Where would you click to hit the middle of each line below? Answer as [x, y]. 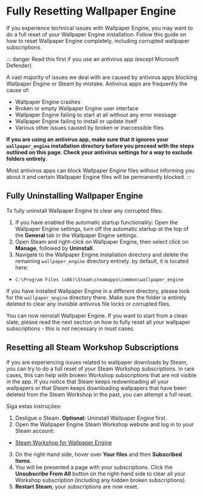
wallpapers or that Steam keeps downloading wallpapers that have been [96, 388]
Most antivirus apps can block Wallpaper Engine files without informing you [101, 170]
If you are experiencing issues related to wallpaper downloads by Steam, [97, 362]
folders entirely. [27, 158]
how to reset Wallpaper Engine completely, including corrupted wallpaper [98, 41]
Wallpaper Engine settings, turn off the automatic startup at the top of [102, 229]
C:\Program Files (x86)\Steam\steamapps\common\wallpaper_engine [99, 280]
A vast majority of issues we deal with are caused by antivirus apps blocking [102, 77]
